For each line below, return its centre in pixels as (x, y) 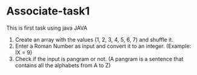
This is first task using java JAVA (47, 28)
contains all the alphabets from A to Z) (63, 65)
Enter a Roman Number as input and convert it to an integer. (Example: (103, 46)
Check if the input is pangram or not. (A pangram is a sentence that (99, 59)
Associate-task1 (48, 11)
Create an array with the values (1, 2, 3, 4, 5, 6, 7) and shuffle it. (94, 39)
